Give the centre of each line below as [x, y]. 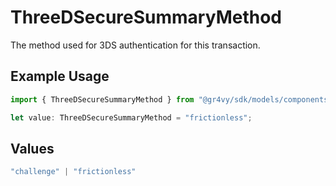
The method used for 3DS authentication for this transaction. [135, 45]
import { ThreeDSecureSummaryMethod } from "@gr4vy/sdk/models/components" [171, 99]
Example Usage [60, 76]
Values [32, 148]
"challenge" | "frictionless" [73, 172]
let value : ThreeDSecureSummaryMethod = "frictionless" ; [131, 117]
